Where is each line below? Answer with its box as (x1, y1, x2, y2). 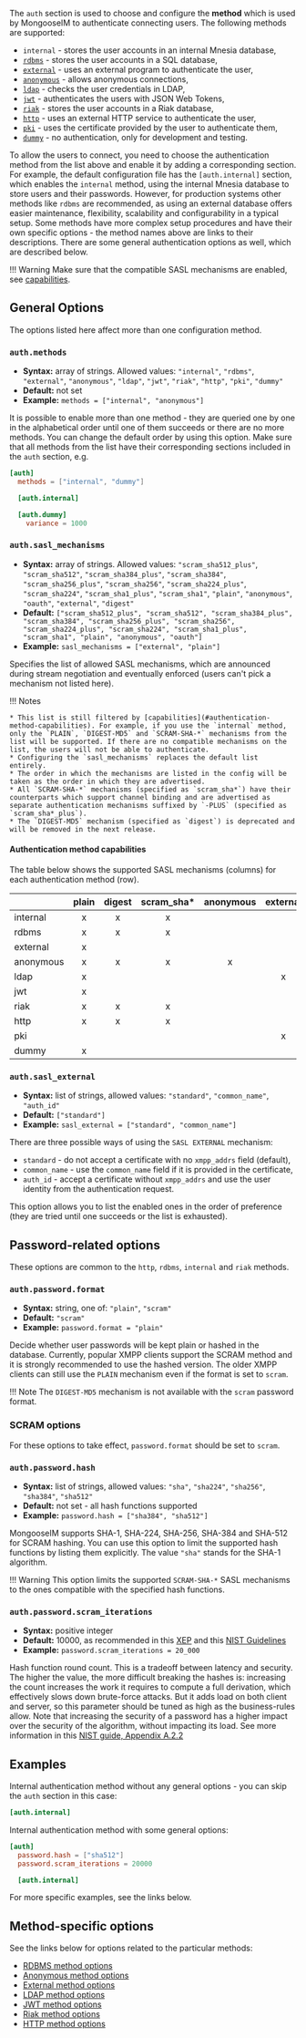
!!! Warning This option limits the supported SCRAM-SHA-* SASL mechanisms (9, 1574, 291, 1585)
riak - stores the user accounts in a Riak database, (22, 103, 214, 113)
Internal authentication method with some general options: (9, 1824, 229, 1836)
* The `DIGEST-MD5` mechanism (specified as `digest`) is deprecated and (9, 816, 296, 826)
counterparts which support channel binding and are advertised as (9, 792, 271, 802)
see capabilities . (9, 274, 71, 284)
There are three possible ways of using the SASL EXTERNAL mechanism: (9, 1137, 273, 1148)
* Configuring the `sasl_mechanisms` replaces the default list (9, 752, 259, 762)
